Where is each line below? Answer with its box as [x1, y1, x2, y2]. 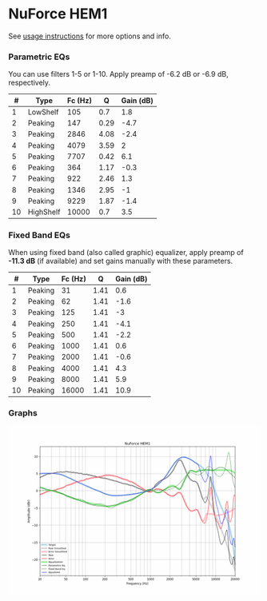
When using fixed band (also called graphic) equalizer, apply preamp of [8, 248, 244, 257]
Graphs [8, 408, 38, 419]
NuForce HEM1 [8, 5, 108, 23]
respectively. [8, 78, 50, 88]
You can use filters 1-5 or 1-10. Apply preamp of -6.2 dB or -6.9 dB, [8, 70, 229, 79]
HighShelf [27, 207, 61, 217]
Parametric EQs [8, 51, 70, 62]
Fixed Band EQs [8, 229, 70, 241]
